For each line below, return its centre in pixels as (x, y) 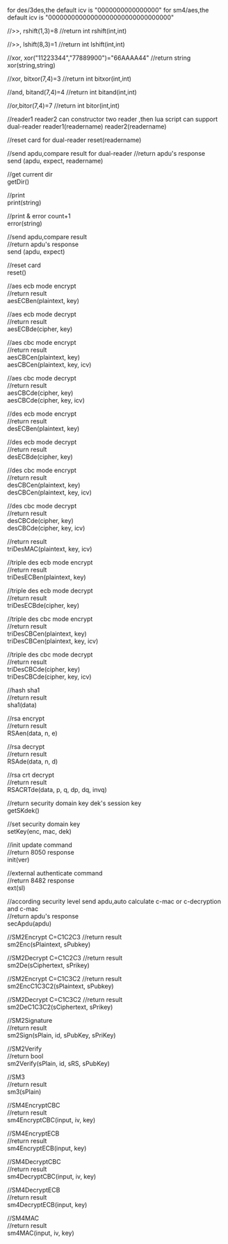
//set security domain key (44, 824)
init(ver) (18, 859)
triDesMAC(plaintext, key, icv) (50, 549)
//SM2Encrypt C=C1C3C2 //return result (65, 979)
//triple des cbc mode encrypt (50, 619)
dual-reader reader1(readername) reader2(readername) (87, 127)
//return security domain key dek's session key (74, 803)
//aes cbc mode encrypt (42, 342)
